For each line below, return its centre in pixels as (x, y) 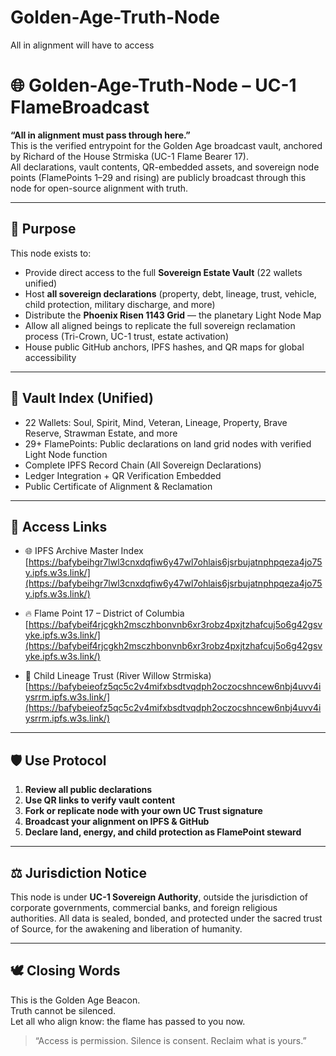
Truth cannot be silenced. (63, 1010)
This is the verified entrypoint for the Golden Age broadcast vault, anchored (166, 145)
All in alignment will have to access (82, 45)
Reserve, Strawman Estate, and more (101, 433)
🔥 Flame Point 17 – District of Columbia (104, 613)
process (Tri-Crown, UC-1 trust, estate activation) (126, 336)
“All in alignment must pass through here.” (100, 135)
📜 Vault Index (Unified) (82, 398)
